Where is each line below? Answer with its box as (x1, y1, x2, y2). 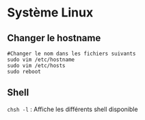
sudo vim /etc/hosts (7, 62, 66, 69)
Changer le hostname (7, 32, 101, 44)
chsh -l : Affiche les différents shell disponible (7, 105, 138, 113)
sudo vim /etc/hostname (7, 56, 75, 63)
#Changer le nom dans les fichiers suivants (7, 50, 136, 57)
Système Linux (7, 5, 94, 21)
